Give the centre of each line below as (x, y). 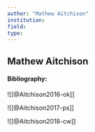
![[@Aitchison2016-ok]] (41, 94)
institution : (26, 20)
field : (17, 26)
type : (15, 33)
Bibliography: (27, 79)
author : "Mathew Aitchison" (48, 14)
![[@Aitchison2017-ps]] (41, 108)
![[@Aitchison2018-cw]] (42, 121)
